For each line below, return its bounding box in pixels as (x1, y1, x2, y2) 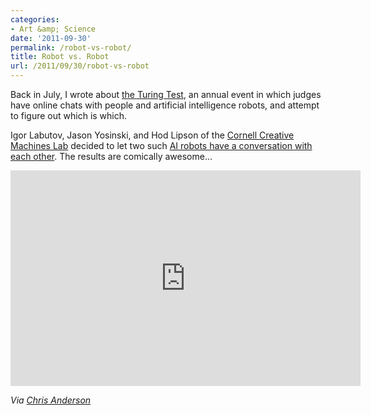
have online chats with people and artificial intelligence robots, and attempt (10, 99, 320, 111)
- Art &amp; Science (10, 24, 97, 34)
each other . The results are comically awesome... (10, 151, 213, 162)
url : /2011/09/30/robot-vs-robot (10, 61, 150, 71)
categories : (10, 14, 60, 25)
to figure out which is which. (10, 110, 128, 121)
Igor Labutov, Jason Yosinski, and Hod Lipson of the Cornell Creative (10, 129, 295, 141)
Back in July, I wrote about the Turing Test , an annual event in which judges (10, 89, 322, 100)
